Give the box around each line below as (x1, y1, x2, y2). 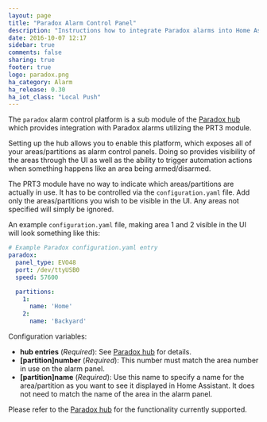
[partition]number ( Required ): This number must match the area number (19, 355, 259, 365)
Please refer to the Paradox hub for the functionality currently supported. (8, 405, 248, 414)
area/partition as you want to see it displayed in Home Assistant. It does (19, 381, 255, 390)
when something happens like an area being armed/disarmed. (8, 164, 211, 173)
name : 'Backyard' (29, 317, 87, 326)
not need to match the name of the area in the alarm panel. (19, 389, 213, 398)
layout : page (8, 11, 52, 20)
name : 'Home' (29, 303, 73, 311)
